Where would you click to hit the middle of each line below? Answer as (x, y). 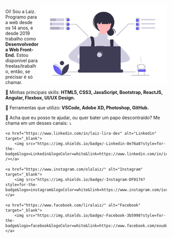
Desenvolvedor (22, 44)
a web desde (19, 22)
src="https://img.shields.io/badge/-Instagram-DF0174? (85, 180)
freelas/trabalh (21, 66)
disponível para (21, 61)
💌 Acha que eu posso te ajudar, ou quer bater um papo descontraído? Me (83, 117)
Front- (27, 49)
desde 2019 (18, 33)
